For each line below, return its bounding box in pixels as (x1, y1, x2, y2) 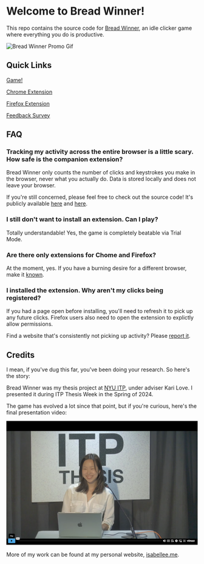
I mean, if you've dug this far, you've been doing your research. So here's (6, 366, 190, 373)
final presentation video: (6, 409, 67, 416)
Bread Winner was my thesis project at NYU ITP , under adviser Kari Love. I (6, 384, 193, 391)
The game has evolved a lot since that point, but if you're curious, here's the (6, 402, 197, 410)
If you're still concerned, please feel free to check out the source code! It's (6, 193, 193, 201)
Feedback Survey (6, 111, 50, 119)
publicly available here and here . (6, 200, 88, 207)
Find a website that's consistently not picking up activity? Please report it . (6, 332, 191, 340)
